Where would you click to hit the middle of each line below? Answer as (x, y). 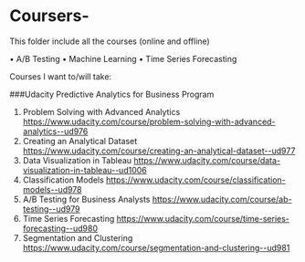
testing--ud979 (51, 209)
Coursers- (49, 16)
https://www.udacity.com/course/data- (207, 160)
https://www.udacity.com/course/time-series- (203, 218)
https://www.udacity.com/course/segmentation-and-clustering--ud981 (156, 247)
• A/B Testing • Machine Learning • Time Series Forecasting (123, 58)
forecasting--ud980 (60, 228)
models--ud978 (52, 189)
